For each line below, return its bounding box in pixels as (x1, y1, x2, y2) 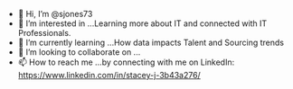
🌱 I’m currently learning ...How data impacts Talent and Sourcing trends (17, 37, 285, 48)
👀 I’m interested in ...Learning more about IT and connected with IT (17, 18, 268, 29)
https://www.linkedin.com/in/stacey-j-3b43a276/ (17, 70, 201, 80)
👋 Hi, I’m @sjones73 (17, 9, 93, 19)
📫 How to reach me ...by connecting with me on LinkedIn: (17, 57, 235, 67)
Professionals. (17, 28, 71, 38)
